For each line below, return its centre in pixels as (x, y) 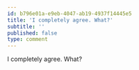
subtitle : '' (26, 26)
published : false (32, 33)
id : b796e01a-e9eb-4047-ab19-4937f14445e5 (69, 14)
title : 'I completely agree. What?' (60, 20)
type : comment (28, 40)
